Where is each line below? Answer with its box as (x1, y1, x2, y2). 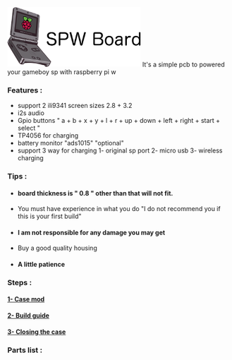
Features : (7, 85, 43, 95)
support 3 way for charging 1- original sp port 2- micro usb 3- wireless (17, 146, 223, 155)
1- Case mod (7, 295, 45, 304)
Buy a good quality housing (17, 244, 97, 253)
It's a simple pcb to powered (142, 60, 226, 68)
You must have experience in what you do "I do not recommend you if (17, 205, 221, 213)
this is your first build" (17, 212, 83, 221)
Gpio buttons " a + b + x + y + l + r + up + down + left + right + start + (17, 116, 221, 125)
